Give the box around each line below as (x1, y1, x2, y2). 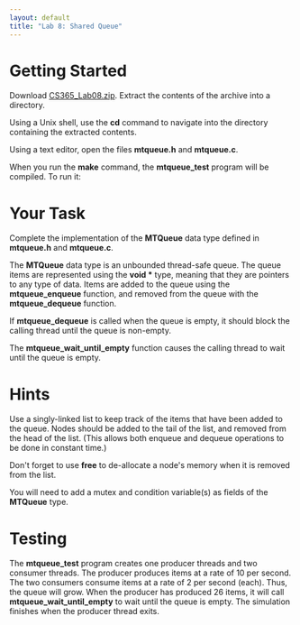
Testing (9, 528, 68, 548)
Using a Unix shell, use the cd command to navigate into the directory (9, 117, 268, 128)
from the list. (9, 470, 57, 481)
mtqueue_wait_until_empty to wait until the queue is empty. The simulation (9, 596, 291, 607)
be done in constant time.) (9, 443, 107, 454)
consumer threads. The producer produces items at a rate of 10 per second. (9, 567, 292, 578)
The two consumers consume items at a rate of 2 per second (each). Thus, (9, 577, 288, 588)
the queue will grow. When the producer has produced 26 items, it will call (9, 587, 285, 598)
